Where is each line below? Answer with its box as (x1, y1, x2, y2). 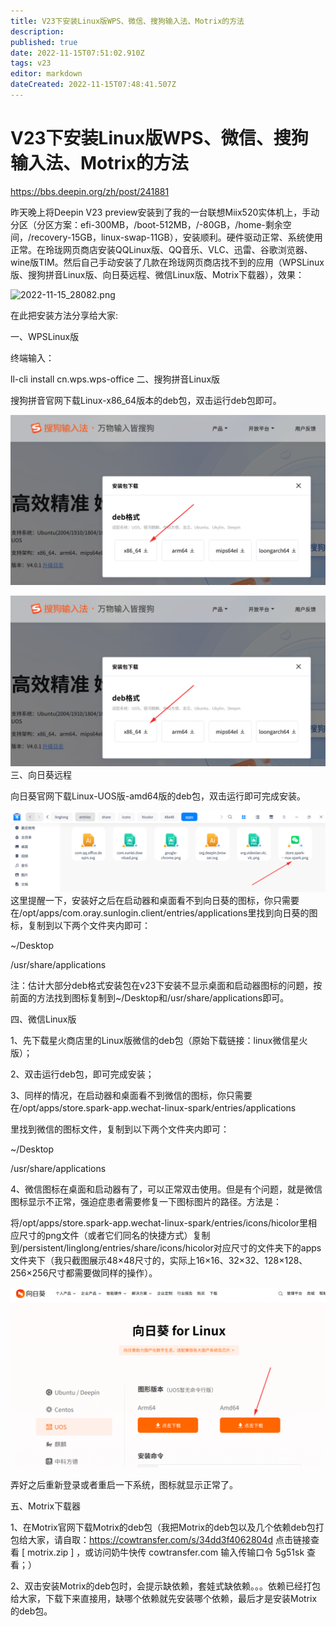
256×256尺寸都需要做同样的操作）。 (10, 1267, 158, 1279)
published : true (10, 37, 78, 47)
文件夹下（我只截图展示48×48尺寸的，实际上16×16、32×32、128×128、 (10, 1255, 308, 1267)
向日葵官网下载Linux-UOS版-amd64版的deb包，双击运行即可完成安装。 (10, 790, 306, 802)
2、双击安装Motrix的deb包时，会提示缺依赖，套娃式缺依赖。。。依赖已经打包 (10, 1580, 321, 1592)
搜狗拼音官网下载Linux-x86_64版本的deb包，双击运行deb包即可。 (10, 394, 282, 406)
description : (10, 26, 65, 37)
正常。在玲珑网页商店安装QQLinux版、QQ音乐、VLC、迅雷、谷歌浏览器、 (10, 243, 313, 255)
